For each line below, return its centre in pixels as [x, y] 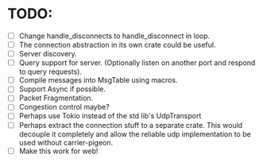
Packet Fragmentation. [56, 98]
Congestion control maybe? [64, 107]
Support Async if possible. [62, 89]
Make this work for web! [58, 151]
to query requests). [50, 71]
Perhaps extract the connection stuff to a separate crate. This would [131, 125]
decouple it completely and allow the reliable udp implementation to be [135, 134]
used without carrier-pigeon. [66, 142]
